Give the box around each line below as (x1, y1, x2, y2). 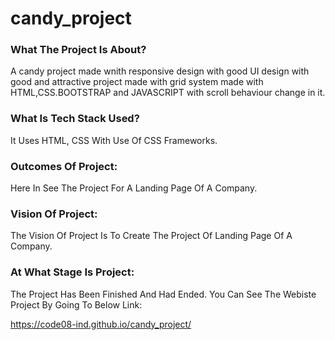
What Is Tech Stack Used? (10, 112, 140, 126)
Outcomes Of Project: (10, 159, 118, 173)
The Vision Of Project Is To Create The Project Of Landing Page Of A (10, 230, 293, 242)
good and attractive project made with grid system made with (10, 76, 264, 88)
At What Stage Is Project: (10, 265, 135, 279)
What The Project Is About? (10, 43, 147, 57)
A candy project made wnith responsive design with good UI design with (10, 65, 310, 77)
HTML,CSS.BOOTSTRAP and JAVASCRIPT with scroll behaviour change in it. (10, 87, 326, 99)
